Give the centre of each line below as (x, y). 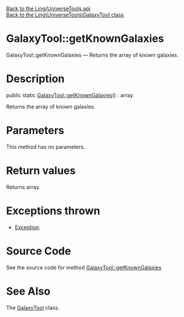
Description (35, 79)
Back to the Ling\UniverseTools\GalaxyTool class (65, 15)
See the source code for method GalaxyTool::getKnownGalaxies (84, 267)
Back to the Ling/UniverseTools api (48, 9)
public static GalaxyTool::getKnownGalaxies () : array (70, 95)
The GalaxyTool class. (33, 308)
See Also (28, 291)
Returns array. (23, 187)
